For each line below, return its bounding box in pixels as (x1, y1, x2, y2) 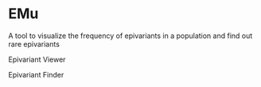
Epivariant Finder (8, 70, 64, 79)
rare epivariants (8, 39, 60, 48)
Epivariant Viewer (8, 55, 66, 64)
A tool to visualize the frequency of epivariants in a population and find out (8, 31, 253, 40)
